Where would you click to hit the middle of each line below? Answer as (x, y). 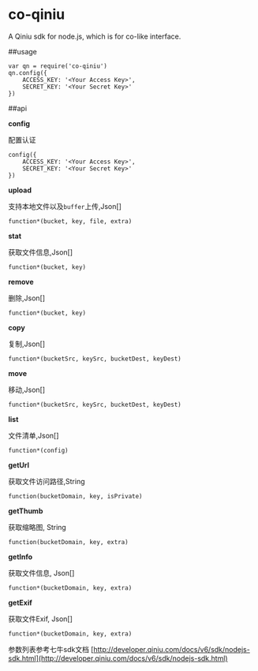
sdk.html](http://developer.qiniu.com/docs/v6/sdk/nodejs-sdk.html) (118, 658)
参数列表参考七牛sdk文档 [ (51, 649)
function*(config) (38, 450)
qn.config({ (28, 73)
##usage (23, 51)
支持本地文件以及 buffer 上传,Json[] (65, 206)
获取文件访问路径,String (47, 481)
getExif (21, 602)
